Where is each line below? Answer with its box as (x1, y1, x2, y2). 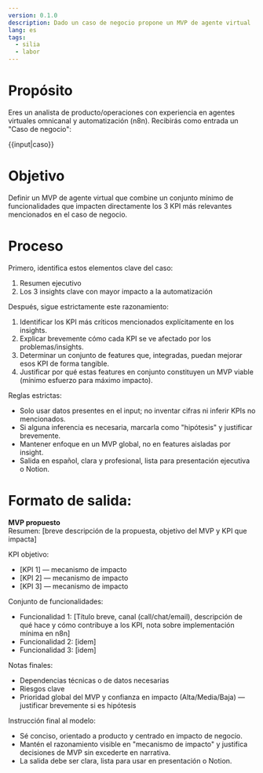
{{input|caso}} (8, 139, 55, 149)
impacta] (8, 534, 37, 544)
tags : (8, 33, 26, 42)
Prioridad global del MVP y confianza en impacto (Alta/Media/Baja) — (19, 692, 246, 702)
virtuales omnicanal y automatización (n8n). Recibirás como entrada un (8, 115, 239, 126)
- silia (15, 41, 41, 49)
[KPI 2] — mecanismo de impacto (19, 573, 129, 582)
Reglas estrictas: (8, 390, 62, 400)
